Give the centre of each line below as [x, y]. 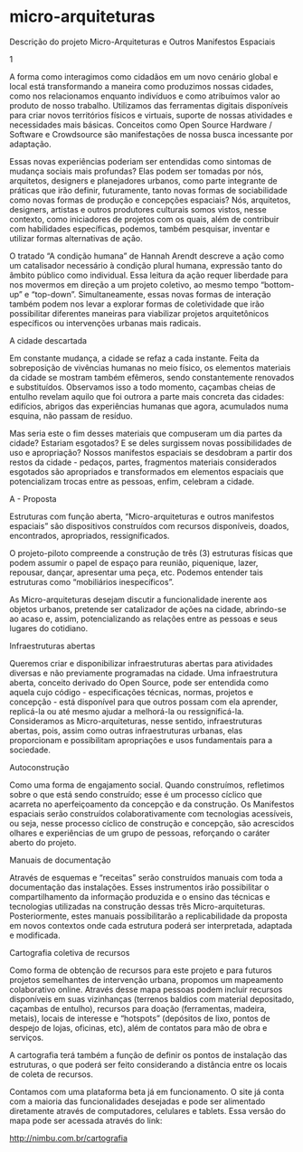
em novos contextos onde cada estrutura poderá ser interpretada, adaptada [151, 925]
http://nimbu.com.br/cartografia [69, 1138]
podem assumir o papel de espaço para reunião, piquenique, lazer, [134, 562]
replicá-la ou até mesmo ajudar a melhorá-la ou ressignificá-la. [127, 711]
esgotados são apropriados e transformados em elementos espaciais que [147, 471]
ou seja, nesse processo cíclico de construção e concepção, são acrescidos [152, 823]
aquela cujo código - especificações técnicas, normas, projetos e [131, 692]
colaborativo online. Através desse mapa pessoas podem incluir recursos [146, 989]
